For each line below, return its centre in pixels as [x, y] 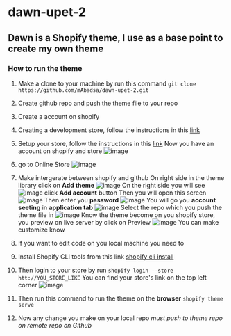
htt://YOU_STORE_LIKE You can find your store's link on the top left [112, 277]
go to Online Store [44, 164]
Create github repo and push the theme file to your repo [98, 103]
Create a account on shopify [59, 116]
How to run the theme [45, 68]
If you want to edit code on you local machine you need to [101, 243]
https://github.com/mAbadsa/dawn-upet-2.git [83, 90]
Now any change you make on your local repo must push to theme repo [120, 318]
